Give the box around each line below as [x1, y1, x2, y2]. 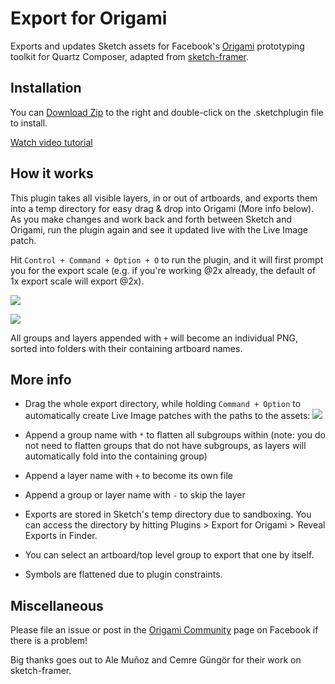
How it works [10, 165, 94, 182]
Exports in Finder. [24, 530, 98, 542]
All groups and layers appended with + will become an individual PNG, [10, 332, 299, 344]
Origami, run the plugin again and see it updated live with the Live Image [10, 223, 308, 236]
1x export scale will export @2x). [10, 275, 145, 287]
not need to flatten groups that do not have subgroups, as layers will [24, 440, 307, 452]
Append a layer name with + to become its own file [24, 470, 233, 482]
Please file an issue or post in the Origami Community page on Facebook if [10, 624, 319, 636]
